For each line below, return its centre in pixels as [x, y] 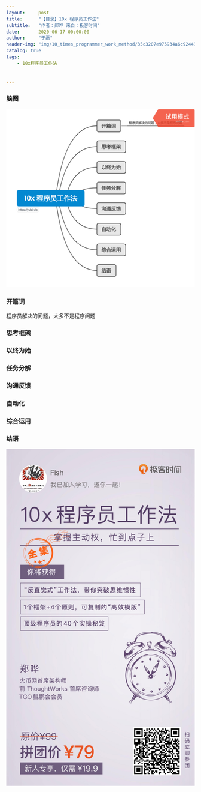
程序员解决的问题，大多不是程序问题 [51, 316]
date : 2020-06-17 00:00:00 [48, 32]
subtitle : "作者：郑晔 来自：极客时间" [53, 25]
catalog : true [24, 51]
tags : [13, 57]
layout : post [28, 13]
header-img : [21, 44]
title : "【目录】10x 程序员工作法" [53, 19]
